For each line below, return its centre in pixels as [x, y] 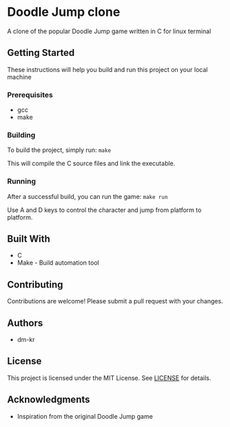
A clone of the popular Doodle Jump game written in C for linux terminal [109, 31]
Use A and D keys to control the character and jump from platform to [104, 210]
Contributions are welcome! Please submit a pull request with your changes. [115, 301]
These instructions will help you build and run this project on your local [107, 69]
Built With [29, 239]
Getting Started [41, 53]
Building [21, 135]
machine [20, 77]
